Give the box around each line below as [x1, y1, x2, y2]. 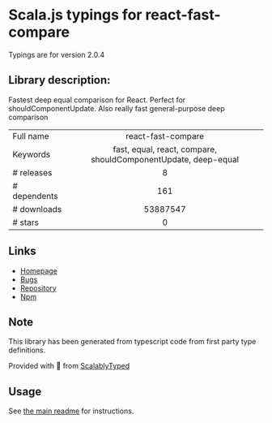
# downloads [12, 203, 62, 214]
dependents [12, 190, 58, 201]
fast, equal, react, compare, [113, 144, 217, 155]
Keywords [12, 149, 51, 160]
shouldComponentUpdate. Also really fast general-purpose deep [8, 103, 225, 113]
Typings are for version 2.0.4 [8, 50, 105, 59]
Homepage [19, 265, 58, 275]
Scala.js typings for [8, 6, 142, 24]
